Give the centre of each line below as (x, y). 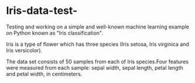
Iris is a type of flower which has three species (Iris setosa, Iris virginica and (97, 44)
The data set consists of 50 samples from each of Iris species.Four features (97, 62)
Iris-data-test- (42, 11)
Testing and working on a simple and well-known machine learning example (97, 27)
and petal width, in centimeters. (44, 74)
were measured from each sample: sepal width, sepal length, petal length (95, 67)
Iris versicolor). (24, 50)
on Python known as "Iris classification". (55, 33)
